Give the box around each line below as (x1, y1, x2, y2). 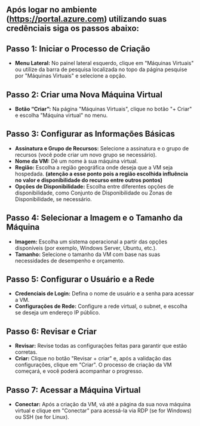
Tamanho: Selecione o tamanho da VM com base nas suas (14, 251, 161, 258)
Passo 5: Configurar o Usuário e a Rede (6, 274, 155, 285)
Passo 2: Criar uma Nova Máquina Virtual (6, 89, 163, 100)
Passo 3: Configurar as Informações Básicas (6, 129, 175, 139)
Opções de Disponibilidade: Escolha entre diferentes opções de (14, 183, 174, 190)
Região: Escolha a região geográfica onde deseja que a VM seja (14, 163, 173, 171)
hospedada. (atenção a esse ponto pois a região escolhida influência (14, 170, 188, 177)
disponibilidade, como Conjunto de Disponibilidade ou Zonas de (14, 189, 173, 196)
